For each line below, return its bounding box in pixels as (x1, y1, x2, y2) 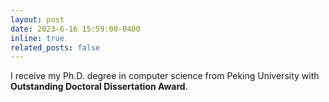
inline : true (10, 33, 65, 43)
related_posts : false (10, 42, 101, 53)
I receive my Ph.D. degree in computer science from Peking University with (10, 70, 320, 82)
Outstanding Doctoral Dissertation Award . (10, 81, 188, 93)
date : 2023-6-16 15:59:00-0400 (10, 24, 141, 34)
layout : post (10, 14, 65, 25)
